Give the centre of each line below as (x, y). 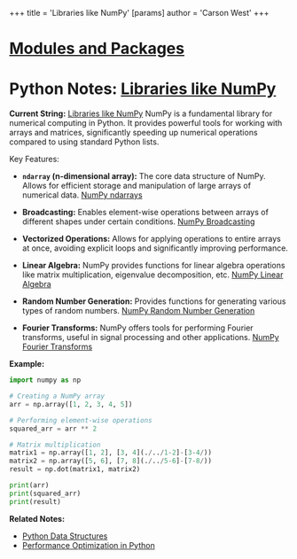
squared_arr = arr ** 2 (53, 429)
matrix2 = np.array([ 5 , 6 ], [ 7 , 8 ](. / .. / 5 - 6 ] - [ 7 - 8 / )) (111, 461)
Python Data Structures (65, 536)
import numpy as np (45, 380)
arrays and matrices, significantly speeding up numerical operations (134, 133)
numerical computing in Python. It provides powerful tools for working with (146, 123)
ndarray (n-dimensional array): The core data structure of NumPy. (144, 176)
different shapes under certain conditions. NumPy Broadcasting (138, 221)
